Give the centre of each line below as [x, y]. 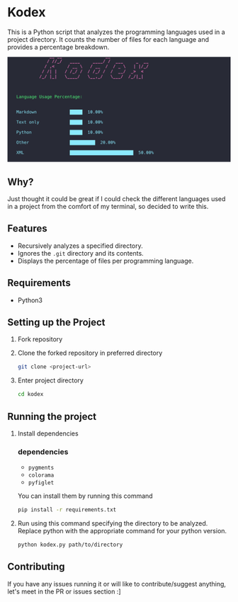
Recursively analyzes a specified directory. [80, 246]
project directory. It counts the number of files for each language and [108, 39]
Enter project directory [50, 380]
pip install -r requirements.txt [67, 510]
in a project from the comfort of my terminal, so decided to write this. [108, 206]
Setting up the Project [56, 322]
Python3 [30, 300]
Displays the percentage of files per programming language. [106, 261]
